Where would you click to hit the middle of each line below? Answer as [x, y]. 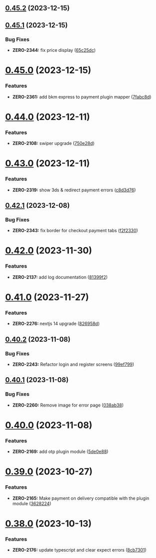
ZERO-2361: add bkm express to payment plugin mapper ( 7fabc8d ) [82, 97]
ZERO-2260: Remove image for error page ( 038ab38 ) [68, 405]
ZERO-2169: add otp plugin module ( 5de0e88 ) [60, 452]
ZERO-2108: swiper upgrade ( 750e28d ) [53, 143]
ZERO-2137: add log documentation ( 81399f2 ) [60, 277]
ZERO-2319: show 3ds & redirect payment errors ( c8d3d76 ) [74, 190]
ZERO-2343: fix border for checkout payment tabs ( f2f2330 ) [75, 231]
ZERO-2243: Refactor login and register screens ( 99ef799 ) [73, 364]
